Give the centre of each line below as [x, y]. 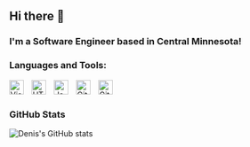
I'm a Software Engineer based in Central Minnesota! [125, 42]
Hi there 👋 [37, 16]
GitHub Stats [37, 114]
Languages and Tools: [58, 66]
